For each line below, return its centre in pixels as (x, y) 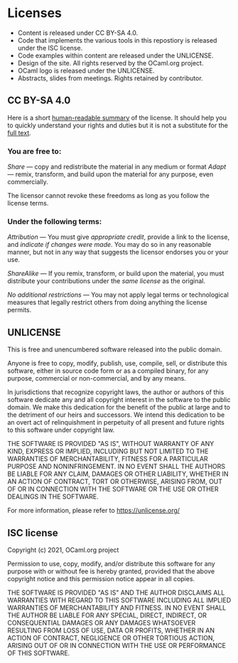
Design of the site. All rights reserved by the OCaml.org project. (110, 63)
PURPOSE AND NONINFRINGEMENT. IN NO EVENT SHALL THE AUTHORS (117, 467)
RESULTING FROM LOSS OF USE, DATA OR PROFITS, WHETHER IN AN (111, 630)
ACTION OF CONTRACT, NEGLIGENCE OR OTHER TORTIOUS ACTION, (111, 637)
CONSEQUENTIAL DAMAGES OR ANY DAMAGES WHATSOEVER (102, 622)
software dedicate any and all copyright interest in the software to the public (119, 400)
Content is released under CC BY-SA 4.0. (78, 33)
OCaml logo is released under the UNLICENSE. (86, 70)
